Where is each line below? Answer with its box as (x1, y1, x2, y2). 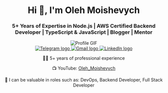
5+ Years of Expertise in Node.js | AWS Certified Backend (12, 23, 156, 30)
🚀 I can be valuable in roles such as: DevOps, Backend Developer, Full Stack (5, 77, 163, 83)
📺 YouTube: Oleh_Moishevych (51, 65, 116, 71)
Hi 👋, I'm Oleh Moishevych (27, 5, 140, 16)
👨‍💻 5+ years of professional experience (42, 55, 125, 61)
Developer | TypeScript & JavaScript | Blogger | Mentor (15, 29, 153, 36)
